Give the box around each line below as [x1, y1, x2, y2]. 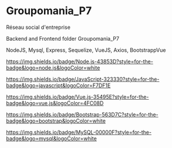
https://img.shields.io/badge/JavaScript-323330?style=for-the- [6, 75, 160, 83]
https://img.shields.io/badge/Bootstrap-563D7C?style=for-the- [6, 111, 158, 118]
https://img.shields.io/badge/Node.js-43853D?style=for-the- [6, 58, 154, 65]
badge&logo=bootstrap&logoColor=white [6, 117, 106, 124]
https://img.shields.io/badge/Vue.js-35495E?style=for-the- [6, 93, 149, 100]
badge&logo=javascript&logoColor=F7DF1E [6, 81, 111, 89]
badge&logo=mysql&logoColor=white [6, 134, 97, 142]
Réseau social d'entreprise [6, 24, 70, 31]
